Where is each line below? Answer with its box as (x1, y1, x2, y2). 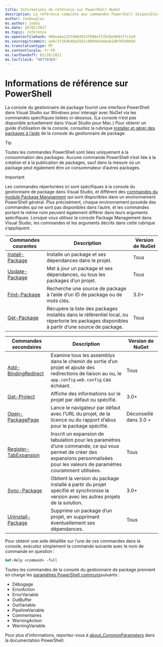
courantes (13, 243, 37, 250)
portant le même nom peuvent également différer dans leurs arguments (5, 210, 148, 216)
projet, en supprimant (50, 513, 100, 520)
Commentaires (12, 612, 42, 618)
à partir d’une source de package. (47, 324, 124, 331)
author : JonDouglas (5, 16, 45, 21)
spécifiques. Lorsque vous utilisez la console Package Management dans (5, 215, 152, 221)
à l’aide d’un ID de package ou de (47, 291, 122, 298)
